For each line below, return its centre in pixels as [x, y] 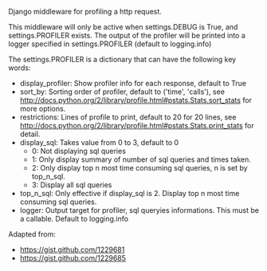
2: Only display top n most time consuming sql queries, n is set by [140, 168]
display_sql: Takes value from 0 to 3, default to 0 [99, 142]
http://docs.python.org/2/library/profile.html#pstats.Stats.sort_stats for [136, 100]
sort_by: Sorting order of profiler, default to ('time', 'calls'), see [122, 92]
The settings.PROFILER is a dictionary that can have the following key [122, 59]
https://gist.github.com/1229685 [73, 258]
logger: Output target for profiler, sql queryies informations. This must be [139, 210]
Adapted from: [32, 234]
